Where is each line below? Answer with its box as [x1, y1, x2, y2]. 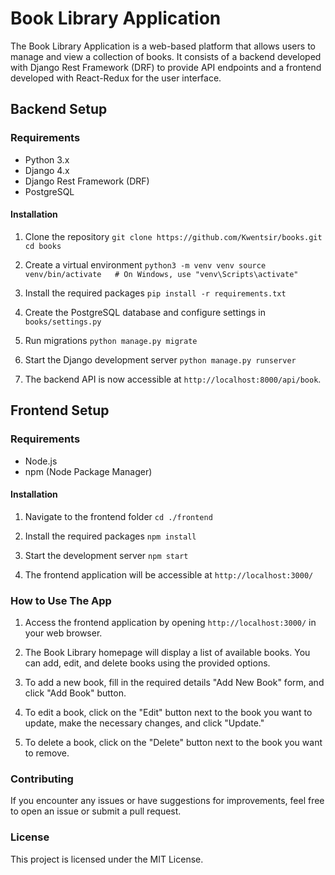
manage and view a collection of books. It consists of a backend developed [10, 50, 322, 62]
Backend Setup [10, 101, 108, 118]
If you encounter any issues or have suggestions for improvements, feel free [10, 795, 325, 807]
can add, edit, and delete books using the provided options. [24, 657, 271, 669]
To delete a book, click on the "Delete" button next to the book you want [24, 737, 323, 749]
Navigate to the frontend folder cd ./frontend [24, 510, 213, 522]
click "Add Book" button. [24, 687, 127, 699]
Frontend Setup [10, 402, 110, 419]
